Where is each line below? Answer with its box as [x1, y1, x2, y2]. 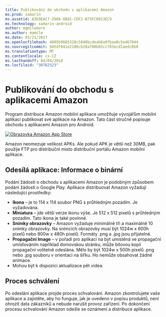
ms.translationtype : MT [5, 49, 55, 54]
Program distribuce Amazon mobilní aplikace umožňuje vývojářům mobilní [5, 111, 157, 117]
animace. [12, 257, 31, 263]
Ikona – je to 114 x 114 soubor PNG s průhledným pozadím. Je [12, 199, 138, 205]
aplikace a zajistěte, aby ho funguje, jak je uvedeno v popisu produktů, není [5, 295, 159, 301]
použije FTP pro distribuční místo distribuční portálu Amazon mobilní [5, 146, 145, 152]
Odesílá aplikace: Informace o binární [5, 166, 123, 174]
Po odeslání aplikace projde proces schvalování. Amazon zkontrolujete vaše [5, 290, 160, 296]
